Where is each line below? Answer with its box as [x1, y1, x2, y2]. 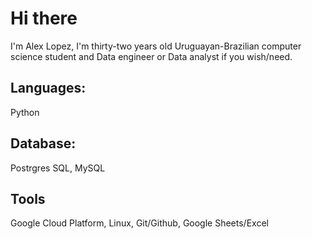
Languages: [10, 80, 87, 97]
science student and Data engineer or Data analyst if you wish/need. [10, 50, 293, 62]
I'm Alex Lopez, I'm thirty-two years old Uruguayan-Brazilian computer [10, 40, 302, 52]
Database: [10, 135, 77, 152]
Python [10, 106, 40, 118]
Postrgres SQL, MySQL [10, 162, 106, 174]
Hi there [10, 7, 78, 30]
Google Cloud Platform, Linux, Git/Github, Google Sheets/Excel [10, 217, 269, 229]
